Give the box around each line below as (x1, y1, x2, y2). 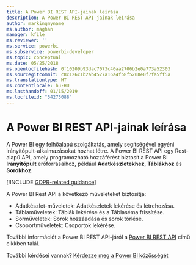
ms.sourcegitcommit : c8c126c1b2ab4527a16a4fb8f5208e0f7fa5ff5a (6, 71, 171, 78)
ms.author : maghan (6, 26, 53, 32)
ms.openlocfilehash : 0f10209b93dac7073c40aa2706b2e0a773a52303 (6, 65, 171, 72)
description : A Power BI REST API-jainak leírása (6, 15, 136, 21)
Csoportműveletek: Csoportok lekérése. (15, 221, 116, 229)
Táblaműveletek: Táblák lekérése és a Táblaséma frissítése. (15, 208, 165, 216)
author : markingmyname (6, 20, 64, 26)
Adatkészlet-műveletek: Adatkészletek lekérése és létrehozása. (15, 202, 175, 209)
